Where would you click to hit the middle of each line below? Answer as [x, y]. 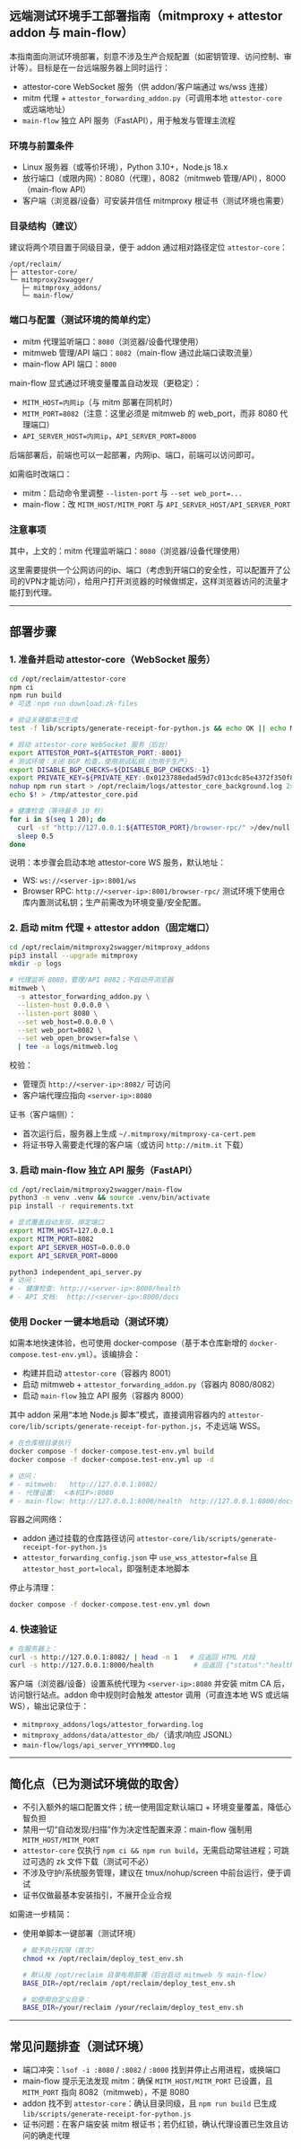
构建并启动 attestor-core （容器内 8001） [99, 1373]
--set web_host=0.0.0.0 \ [66, 1022]
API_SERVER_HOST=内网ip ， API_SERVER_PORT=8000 [109, 436]
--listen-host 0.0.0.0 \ [64, 1005]
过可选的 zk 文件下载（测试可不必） [88, 1862]
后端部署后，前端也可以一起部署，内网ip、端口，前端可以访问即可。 [134, 454]
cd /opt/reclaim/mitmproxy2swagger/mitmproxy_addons [110, 947]
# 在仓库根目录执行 [40, 1443]
